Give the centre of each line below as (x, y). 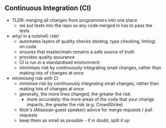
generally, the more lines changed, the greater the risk (75, 94)
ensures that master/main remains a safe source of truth (77, 52)
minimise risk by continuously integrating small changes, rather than (89, 83)
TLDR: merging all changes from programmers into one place (75, 20)
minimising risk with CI (35, 78)
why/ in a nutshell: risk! (35, 36)
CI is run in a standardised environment (59, 62)
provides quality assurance (47, 57)
